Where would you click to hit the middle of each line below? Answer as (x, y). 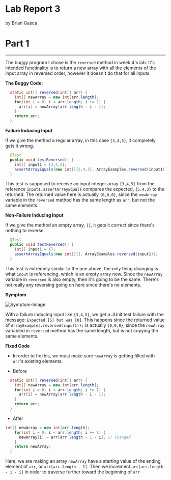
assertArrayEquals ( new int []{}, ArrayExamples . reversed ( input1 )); (86, 254)
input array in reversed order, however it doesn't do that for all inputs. (78, 73)
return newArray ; (33, 447)
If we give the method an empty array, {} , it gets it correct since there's (80, 225)
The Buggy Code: (24, 83)
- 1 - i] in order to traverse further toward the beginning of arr (73, 472)
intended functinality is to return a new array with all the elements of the (81, 68)
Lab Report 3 (33, 9)
